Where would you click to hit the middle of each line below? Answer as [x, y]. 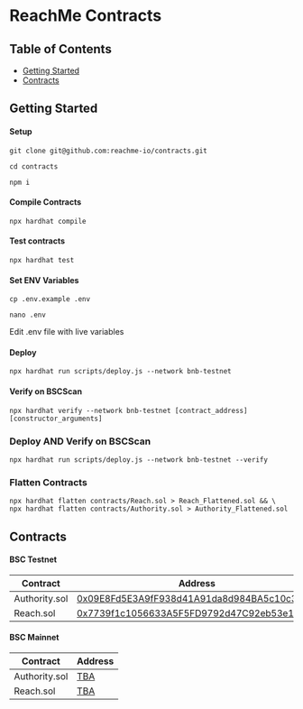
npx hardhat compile [48, 221]
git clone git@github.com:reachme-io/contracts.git [108, 151]
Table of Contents [61, 49]
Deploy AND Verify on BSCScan [80, 441]
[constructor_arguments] [56, 419]
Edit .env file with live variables [67, 332]
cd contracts [34, 166]
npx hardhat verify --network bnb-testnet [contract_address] [129, 410]
